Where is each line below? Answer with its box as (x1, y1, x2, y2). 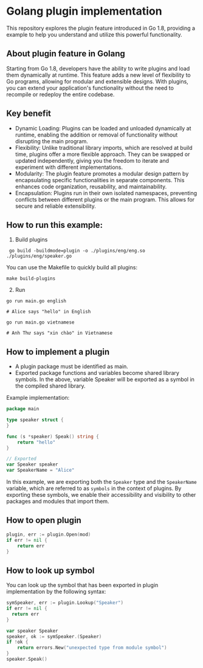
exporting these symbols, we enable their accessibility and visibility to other (6, 491, 196, 499)
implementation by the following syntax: (6, 588, 106, 595)
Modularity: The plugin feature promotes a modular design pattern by (15, 169, 189, 177)
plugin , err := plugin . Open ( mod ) (6, 531, 91, 538)
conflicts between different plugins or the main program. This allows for (15, 196, 195, 203)
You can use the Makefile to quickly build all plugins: (6, 264, 138, 271)
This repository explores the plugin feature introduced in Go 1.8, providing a (6, 24, 196, 32)
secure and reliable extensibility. (15, 202, 96, 210)
